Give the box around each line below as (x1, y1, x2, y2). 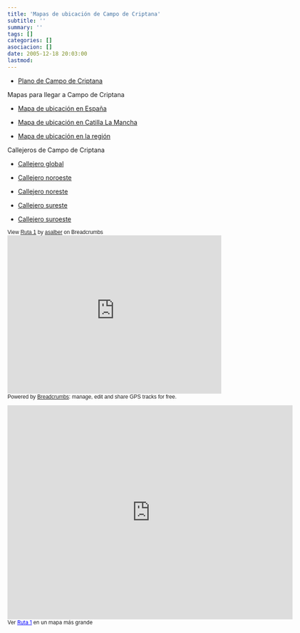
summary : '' (7, 24, 43, 31)
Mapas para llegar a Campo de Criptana (7, 90, 125, 98)
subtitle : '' (7, 17, 46, 24)
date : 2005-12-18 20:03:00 (7, 51, 88, 58)
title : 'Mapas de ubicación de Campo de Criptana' (7, 10, 161, 18)
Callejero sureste (17, 201, 68, 209)
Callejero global (17, 159, 64, 168)
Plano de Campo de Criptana (17, 76, 103, 85)
